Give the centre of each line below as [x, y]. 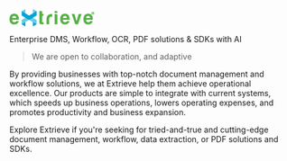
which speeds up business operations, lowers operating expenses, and [141, 103]
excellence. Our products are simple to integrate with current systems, [140, 93]
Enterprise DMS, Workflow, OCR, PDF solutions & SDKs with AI [125, 39]
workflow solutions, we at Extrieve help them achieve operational [130, 83]
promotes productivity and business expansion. [98, 112]
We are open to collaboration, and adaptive [111, 56]
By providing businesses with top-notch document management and [137, 74]
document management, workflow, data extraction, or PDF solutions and [144, 139]
